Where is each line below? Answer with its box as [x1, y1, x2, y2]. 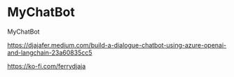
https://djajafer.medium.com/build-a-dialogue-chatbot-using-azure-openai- [7, 41, 227, 49]
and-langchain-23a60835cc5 [7, 48, 92, 57]
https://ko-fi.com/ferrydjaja [7, 62, 86, 70]
